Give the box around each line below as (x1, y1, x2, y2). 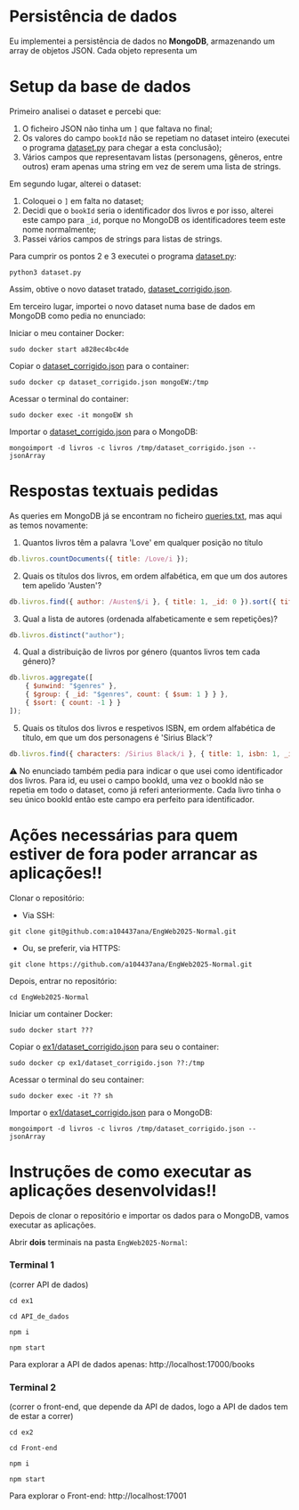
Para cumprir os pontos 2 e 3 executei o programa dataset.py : (9, 250, 238, 261)
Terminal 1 (9, 1259, 55, 1271)
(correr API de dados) (9, 1279, 89, 1290)
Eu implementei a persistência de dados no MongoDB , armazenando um (9, 36, 276, 46)
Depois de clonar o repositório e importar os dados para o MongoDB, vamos (9, 1210, 289, 1220)
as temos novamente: (9, 520, 89, 530)
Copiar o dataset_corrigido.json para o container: (9, 360, 190, 371)
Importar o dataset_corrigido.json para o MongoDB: (9, 426, 198, 437)
